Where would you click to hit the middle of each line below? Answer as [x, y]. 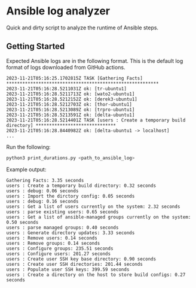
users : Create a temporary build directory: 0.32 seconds [81, 186]
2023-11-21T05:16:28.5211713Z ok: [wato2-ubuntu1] [71, 94]
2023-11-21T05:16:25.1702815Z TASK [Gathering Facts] [75, 78]
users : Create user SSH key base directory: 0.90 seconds [81, 259]
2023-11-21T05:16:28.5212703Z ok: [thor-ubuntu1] [69, 104]
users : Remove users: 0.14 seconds [52, 238]
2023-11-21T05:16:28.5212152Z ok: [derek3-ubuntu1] [72, 99]
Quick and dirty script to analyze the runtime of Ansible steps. [82, 28]
